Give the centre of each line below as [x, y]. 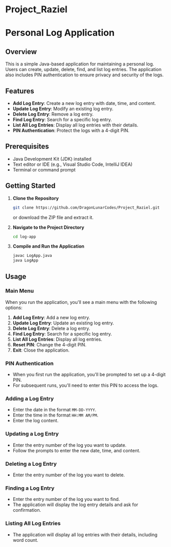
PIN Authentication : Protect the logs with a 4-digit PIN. [71, 130]
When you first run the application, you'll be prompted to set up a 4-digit [89, 375]
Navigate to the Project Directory [48, 227]
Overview [21, 51]
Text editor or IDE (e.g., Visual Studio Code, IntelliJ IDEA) [72, 164]
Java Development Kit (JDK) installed [52, 159]
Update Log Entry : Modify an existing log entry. [63, 109]
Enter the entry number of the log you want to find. [66, 499]
